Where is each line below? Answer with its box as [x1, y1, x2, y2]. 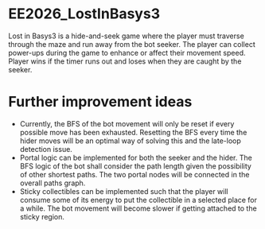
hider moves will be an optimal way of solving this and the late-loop [19, 136, 241, 146]
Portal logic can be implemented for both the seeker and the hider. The [19, 153, 252, 162]
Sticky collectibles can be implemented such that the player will [19, 186, 228, 196]
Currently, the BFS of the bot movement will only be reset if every [19, 118, 235, 128]
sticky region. [19, 212, 65, 221]
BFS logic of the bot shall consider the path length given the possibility [19, 161, 252, 171]
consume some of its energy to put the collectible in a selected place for [19, 195, 257, 204]
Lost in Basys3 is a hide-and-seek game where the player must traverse [8, 31, 244, 41]
